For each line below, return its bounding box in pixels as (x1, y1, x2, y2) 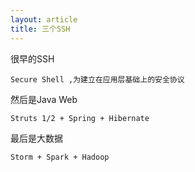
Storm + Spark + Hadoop (10, 152, 110, 162)
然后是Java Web (10, 93, 78, 105)
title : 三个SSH (10, 24, 71, 34)
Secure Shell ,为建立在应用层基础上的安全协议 (10, 74, 185, 85)
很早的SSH (10, 52, 55, 65)
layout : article (10, 14, 78, 25)
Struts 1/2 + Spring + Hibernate (10, 113, 150, 123)
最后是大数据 (10, 132, 63, 144)
